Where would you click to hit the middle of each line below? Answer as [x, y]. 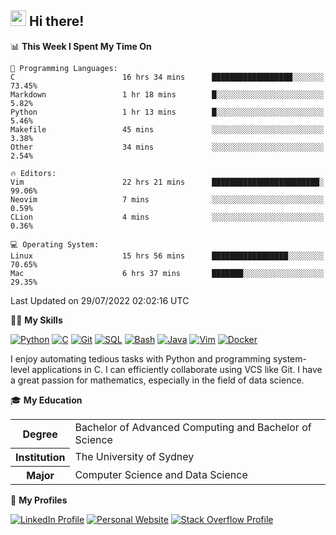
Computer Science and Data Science [161, 475]
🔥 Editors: [33, 173]
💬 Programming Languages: [64, 68]
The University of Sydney [134, 457]
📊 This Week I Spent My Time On [81, 46]
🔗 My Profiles [39, 500]
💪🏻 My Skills [36, 320]
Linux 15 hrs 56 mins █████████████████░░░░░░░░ [167, 256]
